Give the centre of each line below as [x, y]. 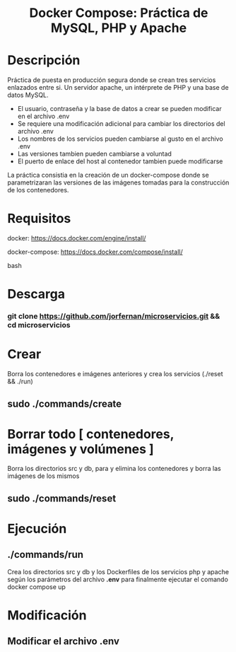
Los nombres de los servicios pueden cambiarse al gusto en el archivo [120, 139]
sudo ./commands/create [65, 403]
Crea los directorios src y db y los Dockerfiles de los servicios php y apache [118, 571]
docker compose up [36, 587]
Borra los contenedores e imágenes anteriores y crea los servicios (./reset [115, 374]
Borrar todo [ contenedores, [91, 434]
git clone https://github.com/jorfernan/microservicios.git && [114, 316]
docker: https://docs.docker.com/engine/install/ [77, 238]
